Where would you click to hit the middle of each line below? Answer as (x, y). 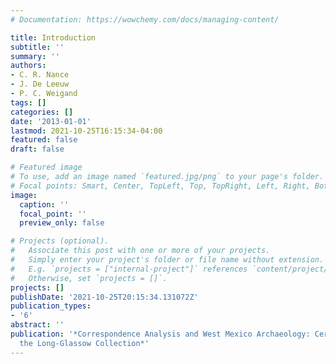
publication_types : (51, 306)
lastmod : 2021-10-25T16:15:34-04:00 (86, 131)
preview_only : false (62, 223)
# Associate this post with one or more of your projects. (140, 251)
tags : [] (28, 102)
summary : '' (35, 56)
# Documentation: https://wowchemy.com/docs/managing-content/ (145, 19)
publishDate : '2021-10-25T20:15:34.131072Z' (104, 297)
